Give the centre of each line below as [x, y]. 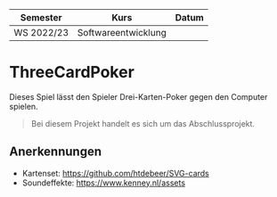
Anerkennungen [56, 152]
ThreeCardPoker [72, 73]
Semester [41, 17]
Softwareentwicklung [122, 33]
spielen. [24, 106]
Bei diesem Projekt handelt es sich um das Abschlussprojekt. [143, 123]
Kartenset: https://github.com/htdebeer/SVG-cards [115, 173]
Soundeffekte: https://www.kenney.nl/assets [103, 183]
